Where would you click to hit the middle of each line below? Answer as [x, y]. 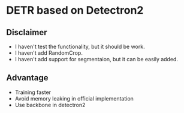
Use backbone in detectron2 [50, 105]
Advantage [28, 78]
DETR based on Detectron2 [75, 10]
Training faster [33, 92]
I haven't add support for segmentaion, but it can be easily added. [96, 59]
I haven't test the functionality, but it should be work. [80, 46]
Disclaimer [27, 32]
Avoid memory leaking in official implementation [74, 98]
